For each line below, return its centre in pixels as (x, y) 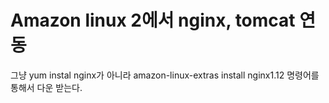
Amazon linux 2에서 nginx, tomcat (153, 20)
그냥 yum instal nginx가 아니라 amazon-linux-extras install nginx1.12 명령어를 (165, 75)
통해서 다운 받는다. (46, 87)
